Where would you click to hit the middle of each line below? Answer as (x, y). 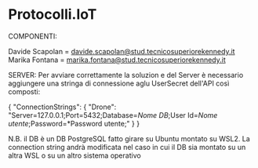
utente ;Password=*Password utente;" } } (74, 123)
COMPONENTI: (33, 36)
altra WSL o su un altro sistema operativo (74, 155)
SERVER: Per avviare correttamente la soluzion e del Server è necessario (126, 75)
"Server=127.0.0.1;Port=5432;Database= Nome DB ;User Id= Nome (113, 115)
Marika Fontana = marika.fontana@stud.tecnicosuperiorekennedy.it (117, 60)
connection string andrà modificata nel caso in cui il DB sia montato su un (127, 147)
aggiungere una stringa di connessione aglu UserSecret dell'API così (119, 83)
